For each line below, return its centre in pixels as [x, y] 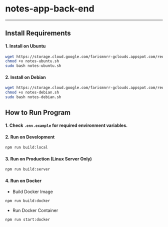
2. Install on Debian [25, 77]
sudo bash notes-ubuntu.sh [33, 66]
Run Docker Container [35, 210]
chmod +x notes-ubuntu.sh [32, 61]
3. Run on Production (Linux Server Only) [49, 158]
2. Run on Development [30, 137]
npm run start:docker [28, 220]
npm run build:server [28, 169]
